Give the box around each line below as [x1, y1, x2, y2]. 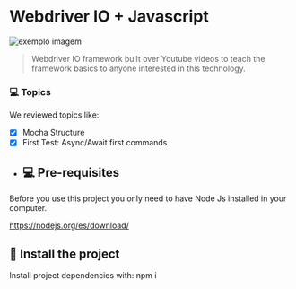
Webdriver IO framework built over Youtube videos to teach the [30, 53, 266, 64]
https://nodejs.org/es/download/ [9, 220, 130, 231]
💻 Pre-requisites [22, 164, 120, 180]
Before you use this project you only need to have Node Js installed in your [9, 193, 287, 204]
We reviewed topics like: [9, 109, 100, 120]
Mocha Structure [22, 127, 85, 138]
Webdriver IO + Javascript [9, 6, 209, 27]
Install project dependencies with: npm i [9, 269, 157, 280]
